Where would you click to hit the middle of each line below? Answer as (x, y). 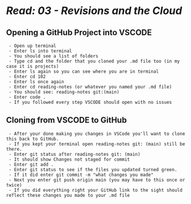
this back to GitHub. (33, 139)
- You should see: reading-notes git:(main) (64, 92)
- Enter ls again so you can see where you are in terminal (84, 72)
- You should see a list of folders (53, 56)
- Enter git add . (31, 164)
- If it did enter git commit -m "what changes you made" (81, 175)
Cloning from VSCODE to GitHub (67, 120)
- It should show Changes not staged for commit (69, 159)
